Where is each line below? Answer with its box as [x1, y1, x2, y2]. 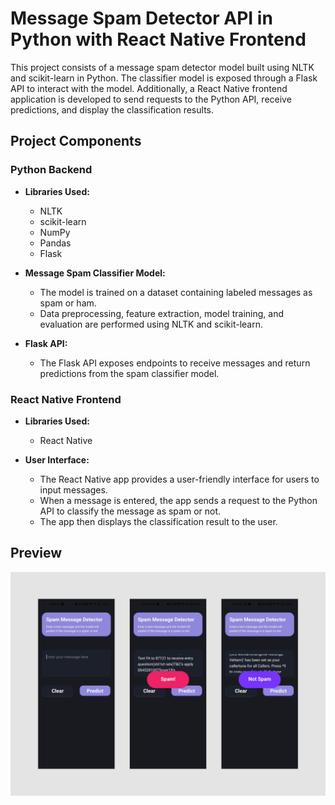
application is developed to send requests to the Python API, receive [10, 93, 292, 105]
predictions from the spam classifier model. [39, 367, 220, 379]
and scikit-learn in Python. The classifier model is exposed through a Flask [10, 72, 318, 84]
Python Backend [10, 163, 93, 177]
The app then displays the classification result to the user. [39, 515, 278, 527]
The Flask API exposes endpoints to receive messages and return [39, 357, 311, 369]
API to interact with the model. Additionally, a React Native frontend [10, 82, 288, 94]
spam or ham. [39, 297, 97, 309]
